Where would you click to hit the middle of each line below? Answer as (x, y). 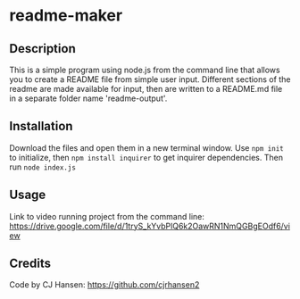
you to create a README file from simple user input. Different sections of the (150, 79)
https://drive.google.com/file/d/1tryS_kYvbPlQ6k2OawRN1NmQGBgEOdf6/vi (150, 226)
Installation (41, 126)
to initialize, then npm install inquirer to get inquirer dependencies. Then (146, 157)
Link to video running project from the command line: (107, 216)
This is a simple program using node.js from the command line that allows (145, 70)
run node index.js (42, 167)
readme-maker (66, 16)
